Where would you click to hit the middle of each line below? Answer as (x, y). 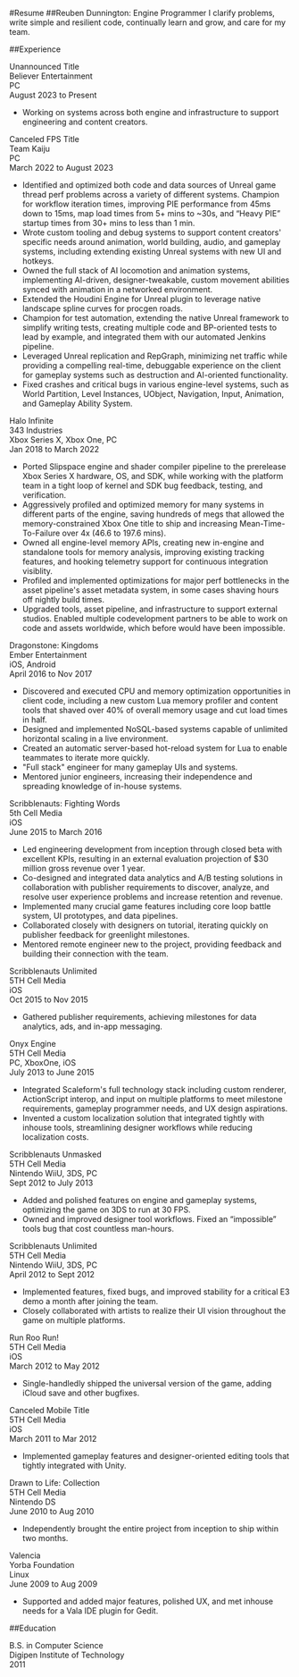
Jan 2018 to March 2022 (54, 449)
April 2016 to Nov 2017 (51, 674)
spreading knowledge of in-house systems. (102, 786)
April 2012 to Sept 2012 (52, 1274)
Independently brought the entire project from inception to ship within (150, 1529)
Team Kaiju (30, 148)
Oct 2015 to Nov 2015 (49, 999)
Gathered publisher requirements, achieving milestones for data (139, 1017)
